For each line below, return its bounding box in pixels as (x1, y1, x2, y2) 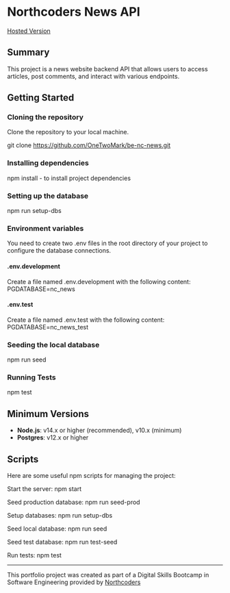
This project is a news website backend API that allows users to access (7, 64, 208, 73)
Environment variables (7, 223, 84, 233)
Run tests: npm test (7, 551, 62, 559)
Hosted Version (7, 27, 51, 35)
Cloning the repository (7, 112, 84, 122)
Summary (7, 47, 50, 58)
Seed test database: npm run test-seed (7, 538, 118, 546)
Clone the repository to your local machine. (7, 128, 129, 136)
